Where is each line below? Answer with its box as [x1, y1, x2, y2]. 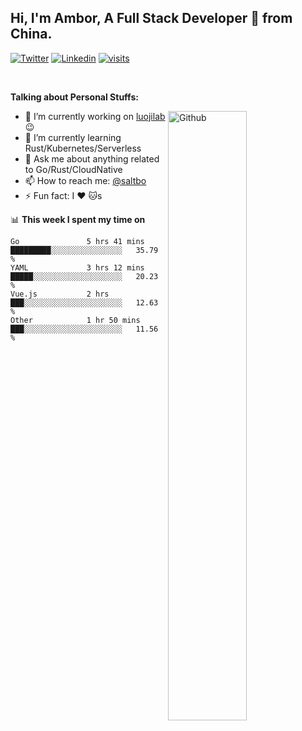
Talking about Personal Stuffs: [10, 91, 139, 103]
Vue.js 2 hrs [10, 289, 110, 299]
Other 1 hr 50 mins [10, 315, 141, 325]
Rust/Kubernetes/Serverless [24, 142, 142, 154]
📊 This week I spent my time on [10, 213, 146, 225]
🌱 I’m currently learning [24, 131, 122, 143]
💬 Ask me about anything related [24, 152, 160, 165]
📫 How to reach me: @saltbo [24, 174, 147, 186]
